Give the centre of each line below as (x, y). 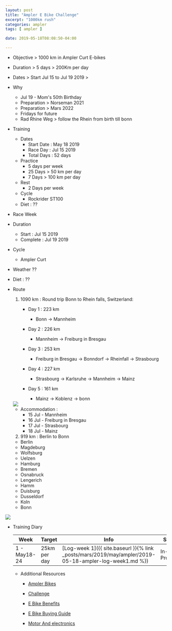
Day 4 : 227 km (44, 369)
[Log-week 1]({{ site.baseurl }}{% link (108, 548)
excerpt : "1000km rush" (31, 19)
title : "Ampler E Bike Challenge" (42, 15)
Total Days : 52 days (49, 155)
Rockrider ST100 (46, 199)
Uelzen (28, 458)
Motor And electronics (51, 623)
